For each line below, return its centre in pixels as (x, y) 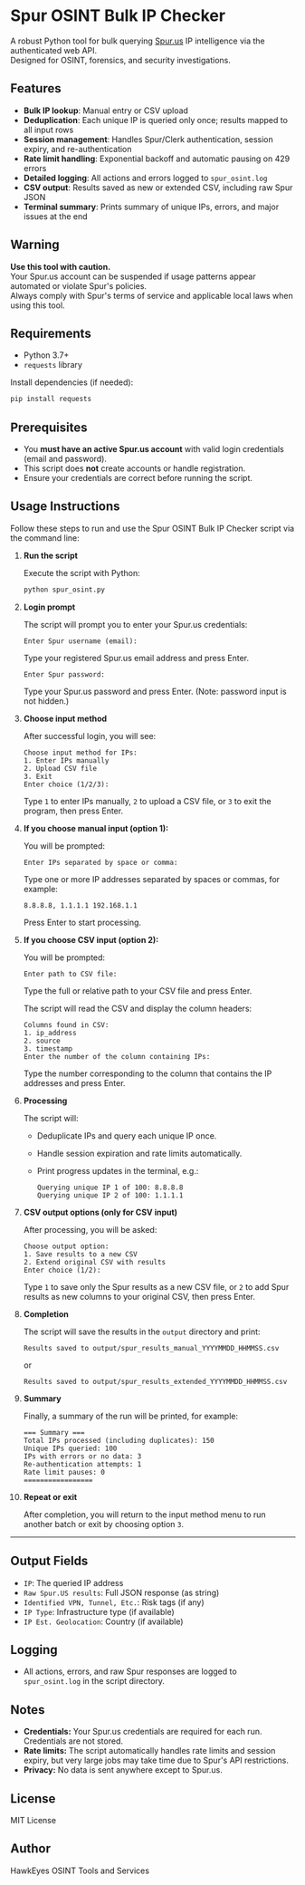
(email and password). (65, 459)
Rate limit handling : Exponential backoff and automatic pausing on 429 (157, 159)
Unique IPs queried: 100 (70, 1448)
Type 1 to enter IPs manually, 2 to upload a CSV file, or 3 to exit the (147, 801)
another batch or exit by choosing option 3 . (104, 1524)
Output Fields (49, 1561)
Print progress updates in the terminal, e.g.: (118, 1170)
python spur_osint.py (64, 590)
